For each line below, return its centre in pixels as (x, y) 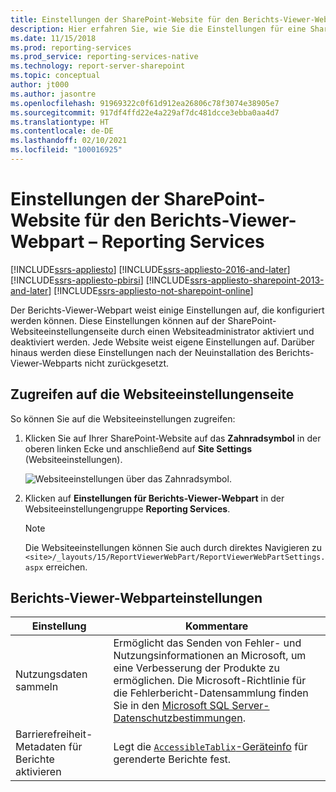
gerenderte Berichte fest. (172, 759)
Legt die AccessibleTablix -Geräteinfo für (210, 747)
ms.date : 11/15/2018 (53, 38)
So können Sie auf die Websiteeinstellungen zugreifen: (123, 418)
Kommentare (217, 626)
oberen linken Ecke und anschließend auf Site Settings (138, 448)
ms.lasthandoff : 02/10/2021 (69, 141)
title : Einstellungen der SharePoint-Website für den (125, 19)
